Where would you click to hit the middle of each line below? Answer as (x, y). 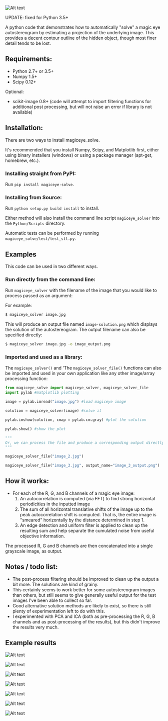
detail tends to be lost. (28, 43)
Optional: (14, 92)
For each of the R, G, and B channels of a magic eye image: (73, 493)
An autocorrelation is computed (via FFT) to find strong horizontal (87, 498)
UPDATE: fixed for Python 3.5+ (37, 17)
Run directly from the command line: (50, 279)
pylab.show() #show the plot (35, 429)
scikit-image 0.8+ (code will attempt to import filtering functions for (82, 101)
